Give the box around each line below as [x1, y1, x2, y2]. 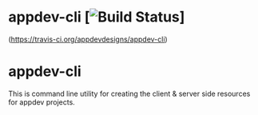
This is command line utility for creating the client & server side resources [8, 89, 251, 98]
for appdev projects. [8, 97, 76, 107]
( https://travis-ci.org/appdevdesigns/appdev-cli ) [8, 34, 168, 44]
